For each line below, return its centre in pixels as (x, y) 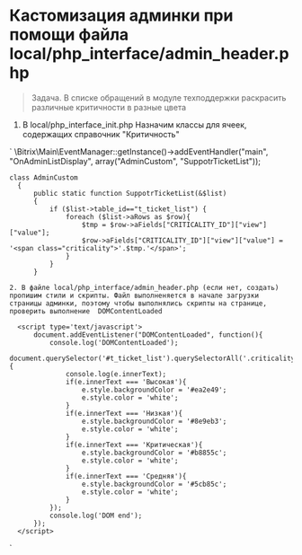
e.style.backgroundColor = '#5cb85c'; (154, 484)
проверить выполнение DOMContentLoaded (86, 311)
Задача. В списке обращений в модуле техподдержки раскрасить (159, 97)
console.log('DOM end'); (96, 515)
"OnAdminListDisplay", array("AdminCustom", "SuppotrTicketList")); (135, 161)
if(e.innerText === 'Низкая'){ (124, 413)
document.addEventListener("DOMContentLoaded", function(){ (148, 335)
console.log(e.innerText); (116, 374)
